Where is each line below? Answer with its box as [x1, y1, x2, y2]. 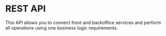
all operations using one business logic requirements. [5, 24, 118, 30]
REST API [5, 3, 46, 14]
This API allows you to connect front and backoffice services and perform [5, 19, 161, 25]
